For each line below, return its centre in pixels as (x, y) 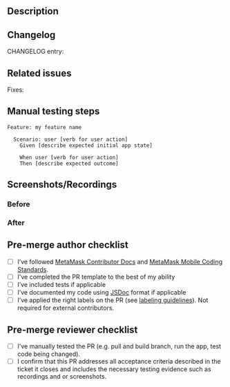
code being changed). (49, 354)
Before (19, 204)
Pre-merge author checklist (68, 245)
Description (33, 11)
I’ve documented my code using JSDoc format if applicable (102, 292)
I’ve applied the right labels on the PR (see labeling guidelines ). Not (113, 300)
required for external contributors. (66, 308)
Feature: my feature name (44, 127)
